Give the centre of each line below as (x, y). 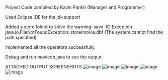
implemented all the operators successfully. (51, 47)
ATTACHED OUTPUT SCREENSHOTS (44, 67)
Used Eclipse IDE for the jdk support (43, 17)
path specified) (21, 37)
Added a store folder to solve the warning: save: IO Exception (69, 27)
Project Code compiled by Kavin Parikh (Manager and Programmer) (75, 7)
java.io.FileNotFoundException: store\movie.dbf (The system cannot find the (84, 32)
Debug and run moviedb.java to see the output (53, 57)
